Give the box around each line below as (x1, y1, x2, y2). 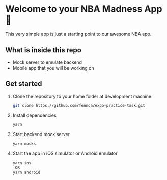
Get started (5, 80, 42, 88)
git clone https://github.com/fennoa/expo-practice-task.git (12, 103, 146, 108)
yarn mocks (12, 141, 36, 146)
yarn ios (12, 161, 32, 166)
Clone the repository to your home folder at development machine (12, 93, 152, 99)
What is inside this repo (5, 46, 81, 54)
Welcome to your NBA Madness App (5, 3, 162, 15)
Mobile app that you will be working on (12, 64, 94, 71)
